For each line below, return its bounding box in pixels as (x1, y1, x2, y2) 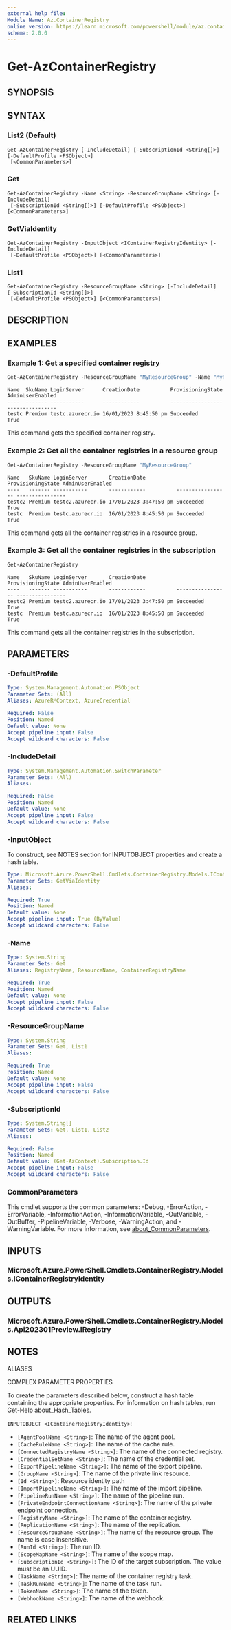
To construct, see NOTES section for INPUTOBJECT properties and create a (7, 850, 223, 858)
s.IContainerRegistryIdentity (7, 1274, 105, 1284)
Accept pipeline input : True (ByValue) (7, 916, 122, 923)
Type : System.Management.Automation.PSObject (7, 685, 140, 691)
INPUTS (7, 1245, 41, 1257)
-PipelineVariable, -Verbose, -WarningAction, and (37, 1217, 177, 1226)
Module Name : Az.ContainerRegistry (7, 17, 109, 23)
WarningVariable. (7, 1225, 56, 1233)
